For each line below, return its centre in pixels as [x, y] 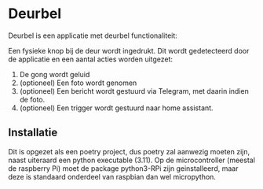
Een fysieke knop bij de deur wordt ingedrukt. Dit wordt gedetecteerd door [129, 50]
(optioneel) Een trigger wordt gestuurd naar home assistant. [116, 108]
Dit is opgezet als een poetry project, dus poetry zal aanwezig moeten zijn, [129, 151]
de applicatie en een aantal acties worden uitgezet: [91, 59]
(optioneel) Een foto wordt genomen [78, 83]
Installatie [33, 133]
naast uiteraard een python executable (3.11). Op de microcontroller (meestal [131, 160]
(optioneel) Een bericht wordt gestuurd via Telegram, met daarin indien [134, 91]
